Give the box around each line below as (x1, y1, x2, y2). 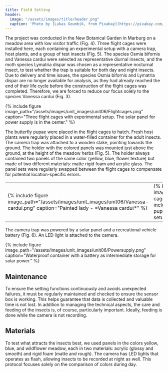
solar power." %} (5, 258, 40, 264)
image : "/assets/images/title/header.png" (9, 17, 99, 22)
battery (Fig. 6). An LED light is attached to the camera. (5, 232, 119, 238)
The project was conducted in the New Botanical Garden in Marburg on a (5, 35, 156, 41)
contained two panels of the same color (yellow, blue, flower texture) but (5, 156, 155, 162)
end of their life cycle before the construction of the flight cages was (5, 83, 146, 89)
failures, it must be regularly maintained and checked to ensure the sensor (5, 291, 158, 297)
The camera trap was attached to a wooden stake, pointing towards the (5, 140, 152, 146)
